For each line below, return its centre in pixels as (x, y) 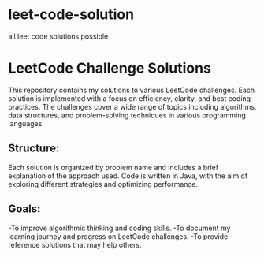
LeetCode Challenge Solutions (110, 68)
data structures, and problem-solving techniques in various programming (127, 115)
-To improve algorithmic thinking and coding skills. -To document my (119, 228)
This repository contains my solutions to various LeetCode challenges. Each (131, 90)
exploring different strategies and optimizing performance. (103, 184)
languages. (26, 123)
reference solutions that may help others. (75, 244)
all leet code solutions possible (58, 36)
